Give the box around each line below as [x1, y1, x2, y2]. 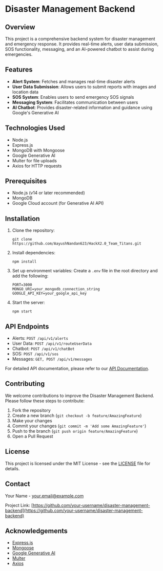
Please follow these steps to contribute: [5, 397, 85, 404]
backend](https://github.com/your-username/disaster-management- [5, 507, 143, 513]
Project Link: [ [5, 502, 33, 508]
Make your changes [12, 417, 52, 423]
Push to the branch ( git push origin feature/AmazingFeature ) [12, 428, 138, 434]
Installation [5, 214, 40, 223]
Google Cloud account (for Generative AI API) [12, 200, 104, 206]
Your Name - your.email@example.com [5, 493, 84, 499]
